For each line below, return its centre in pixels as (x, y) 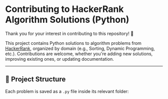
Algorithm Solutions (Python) (67, 20)
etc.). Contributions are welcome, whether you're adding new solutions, (79, 54)
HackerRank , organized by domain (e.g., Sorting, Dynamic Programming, (80, 48)
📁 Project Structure (35, 79)
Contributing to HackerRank (64, 9)
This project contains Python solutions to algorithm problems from (73, 43)
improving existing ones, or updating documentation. (59, 59)
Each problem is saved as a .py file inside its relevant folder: (67, 91)
